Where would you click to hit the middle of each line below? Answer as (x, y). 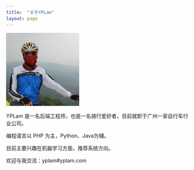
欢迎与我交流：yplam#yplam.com (46, 160)
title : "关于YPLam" (30, 12)
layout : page (22, 18)
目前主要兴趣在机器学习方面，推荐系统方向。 (60, 148)
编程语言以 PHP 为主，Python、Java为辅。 (58, 136)
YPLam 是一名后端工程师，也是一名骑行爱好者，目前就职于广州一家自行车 (95, 116)
